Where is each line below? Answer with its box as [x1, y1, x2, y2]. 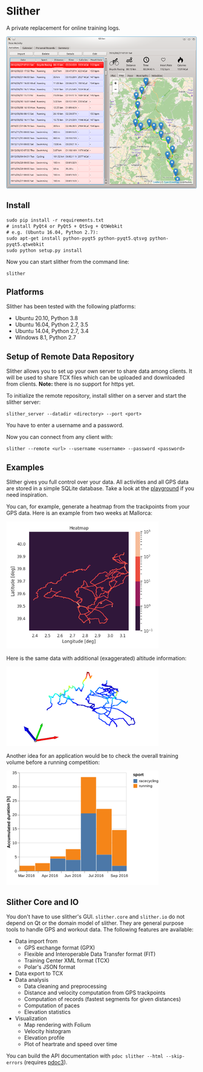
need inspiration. [6, 491, 48, 498]
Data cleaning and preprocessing [24, 982, 107, 990]
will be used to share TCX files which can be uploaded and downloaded [6, 374, 185, 381]
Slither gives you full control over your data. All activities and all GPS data [6, 478, 189, 485]
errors [6, 1060, 23, 1066]
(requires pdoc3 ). [24, 1059, 68, 1066]
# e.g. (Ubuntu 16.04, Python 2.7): [6, 229, 98, 235]
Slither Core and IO [6, 897, 79, 907]
